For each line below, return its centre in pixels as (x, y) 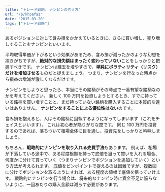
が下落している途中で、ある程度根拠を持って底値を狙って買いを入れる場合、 (82, 154)
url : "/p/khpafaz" (24, 14)
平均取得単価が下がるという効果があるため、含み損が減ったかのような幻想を (83, 55)
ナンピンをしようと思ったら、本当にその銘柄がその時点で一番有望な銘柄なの (83, 90)
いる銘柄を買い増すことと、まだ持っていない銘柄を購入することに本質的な (81, 102)
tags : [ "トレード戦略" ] (27, 23)
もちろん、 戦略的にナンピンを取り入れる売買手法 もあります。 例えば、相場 (81, 148)
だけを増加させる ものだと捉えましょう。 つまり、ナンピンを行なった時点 (79, 73)
